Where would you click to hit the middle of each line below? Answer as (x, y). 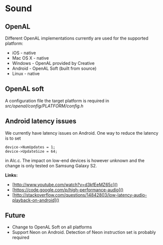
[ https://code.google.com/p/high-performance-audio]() (68, 190)
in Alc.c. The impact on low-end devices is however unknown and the (75, 160)
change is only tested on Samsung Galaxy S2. (51, 165)
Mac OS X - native (30, 58)
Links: (11, 175)
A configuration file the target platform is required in (57, 101)
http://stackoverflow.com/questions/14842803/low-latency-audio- (81, 195)
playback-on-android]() (36, 200)
